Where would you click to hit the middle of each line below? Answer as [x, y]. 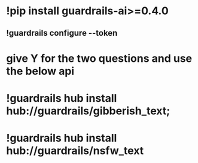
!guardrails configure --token [62, 33]
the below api [40, 71]
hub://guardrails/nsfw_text [75, 151]
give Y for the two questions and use [99, 58]
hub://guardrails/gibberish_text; [88, 111]
